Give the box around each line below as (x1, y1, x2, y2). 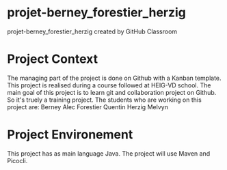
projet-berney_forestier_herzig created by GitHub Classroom (7, 27, 178, 36)
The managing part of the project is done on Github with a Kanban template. (7, 74, 222, 82)
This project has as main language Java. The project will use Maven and (7, 149, 211, 158)
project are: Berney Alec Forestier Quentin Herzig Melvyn (7, 102, 169, 111)
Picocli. (7, 156, 28, 165)
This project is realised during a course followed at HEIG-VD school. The (7, 81, 211, 89)
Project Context (7, 51, 98, 67)
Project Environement (7, 127, 133, 143)
